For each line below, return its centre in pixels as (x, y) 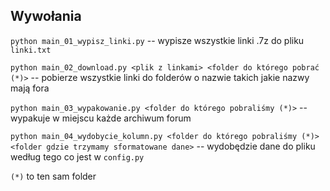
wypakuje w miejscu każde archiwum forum (101, 118)
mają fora (30, 88)
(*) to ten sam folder (53, 176)
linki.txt (31, 50)
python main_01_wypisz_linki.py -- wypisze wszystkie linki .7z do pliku (157, 40)
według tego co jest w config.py (77, 156)
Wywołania (46, 16)
